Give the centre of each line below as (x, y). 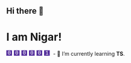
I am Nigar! (34, 37)
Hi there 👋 (25, 11)
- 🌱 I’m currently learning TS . (89, 54)
